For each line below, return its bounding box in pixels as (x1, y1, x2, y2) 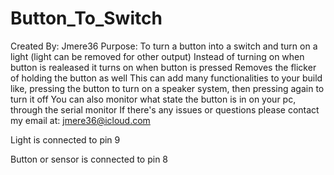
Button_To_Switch (10, 7, 163, 30)
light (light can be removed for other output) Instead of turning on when (10, 50, 305, 62)
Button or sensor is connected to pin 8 (10, 153, 169, 165)
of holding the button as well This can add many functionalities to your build (10, 72, 323, 84)
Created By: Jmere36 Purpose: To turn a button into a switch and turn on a (10, 40, 318, 52)
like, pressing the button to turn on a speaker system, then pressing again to (10, 82, 325, 94)
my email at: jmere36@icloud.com (10, 114, 151, 126)
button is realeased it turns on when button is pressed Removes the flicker (10, 61, 317, 73)
